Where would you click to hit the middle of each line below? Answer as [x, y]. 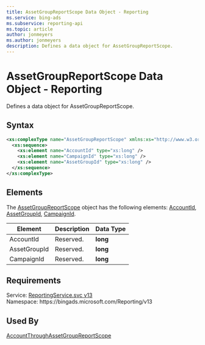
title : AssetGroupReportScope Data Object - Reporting [77, 12]
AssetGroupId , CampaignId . [41, 214]
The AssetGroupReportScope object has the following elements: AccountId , [102, 207]
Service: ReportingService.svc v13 [49, 295]
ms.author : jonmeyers [34, 40]
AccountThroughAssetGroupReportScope [59, 336]
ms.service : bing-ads [34, 18]
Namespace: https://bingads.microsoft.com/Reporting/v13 [79, 302]
